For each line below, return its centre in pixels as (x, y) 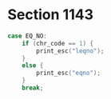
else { (33, 65)
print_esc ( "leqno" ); (70, 51)
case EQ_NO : (27, 36)
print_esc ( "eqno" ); (69, 73)
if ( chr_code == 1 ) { (57, 43)
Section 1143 (50, 15)
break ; (33, 88)
